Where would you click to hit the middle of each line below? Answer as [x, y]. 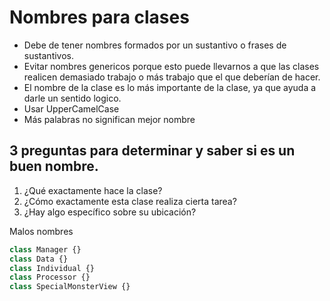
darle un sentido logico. [72, 98]
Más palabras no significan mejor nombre [109, 119]
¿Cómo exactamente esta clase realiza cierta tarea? [130, 201]
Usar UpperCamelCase [71, 108]
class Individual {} [52, 268]
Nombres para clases [99, 17]
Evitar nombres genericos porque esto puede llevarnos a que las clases [171, 66]
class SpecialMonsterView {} [70, 287]
